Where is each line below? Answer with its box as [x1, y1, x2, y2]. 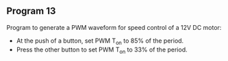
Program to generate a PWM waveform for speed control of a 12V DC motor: [6, 23, 222, 31]
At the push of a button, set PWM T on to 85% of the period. [16, 37, 184, 46]
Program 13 [6, 5, 56, 17]
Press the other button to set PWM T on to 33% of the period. [16, 45, 188, 55]
